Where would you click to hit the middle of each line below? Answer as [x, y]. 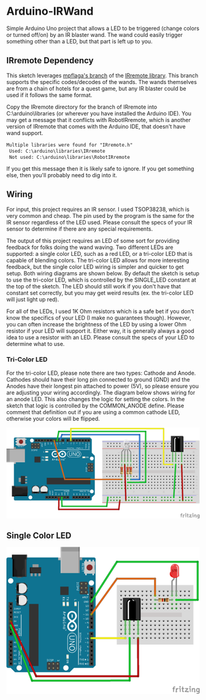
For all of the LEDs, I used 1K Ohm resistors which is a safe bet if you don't [100, 311]
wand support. [25, 133]
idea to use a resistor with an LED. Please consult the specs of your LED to [101, 337]
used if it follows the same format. [49, 95]
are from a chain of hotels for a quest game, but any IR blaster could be [96, 88]
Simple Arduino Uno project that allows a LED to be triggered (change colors [103, 28]
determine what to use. [36, 344]
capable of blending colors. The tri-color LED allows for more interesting [98, 260]
